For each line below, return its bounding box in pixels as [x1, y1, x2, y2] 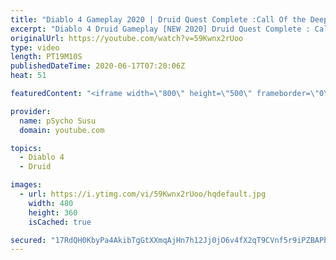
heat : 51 [10, 71, 47, 81]
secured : [10, 235, 47, 245]
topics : [10, 143, 43, 153]
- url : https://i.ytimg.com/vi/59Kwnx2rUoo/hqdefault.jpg [19, 189, 267, 199]
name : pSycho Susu [19, 116, 97, 126]
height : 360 [28, 207, 78, 218]
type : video [10, 42, 60, 53]
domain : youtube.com [19, 125, 105, 135]
